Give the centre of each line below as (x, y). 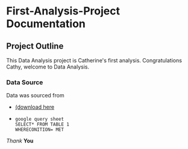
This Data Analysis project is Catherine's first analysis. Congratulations (94, 60)
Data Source (25, 82)
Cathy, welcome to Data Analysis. (48, 67)
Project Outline (35, 46)
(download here (35, 107)
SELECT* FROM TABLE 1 (42, 124)
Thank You (20, 141)
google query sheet (39, 119)
